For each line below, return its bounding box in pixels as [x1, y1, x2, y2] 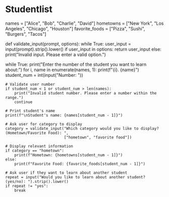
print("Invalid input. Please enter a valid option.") [5, 52, 106, 58]
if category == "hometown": [5, 148, 65, 153]
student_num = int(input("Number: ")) [5, 72, 83, 78]
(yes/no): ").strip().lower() [5, 179, 69, 184]
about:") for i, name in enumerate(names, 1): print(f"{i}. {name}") [5, 67, 140, 73]
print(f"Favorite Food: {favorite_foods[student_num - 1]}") [14, 161, 145, 166]
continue [14, 100, 33, 105]
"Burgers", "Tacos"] [5, 31, 46, 37]
